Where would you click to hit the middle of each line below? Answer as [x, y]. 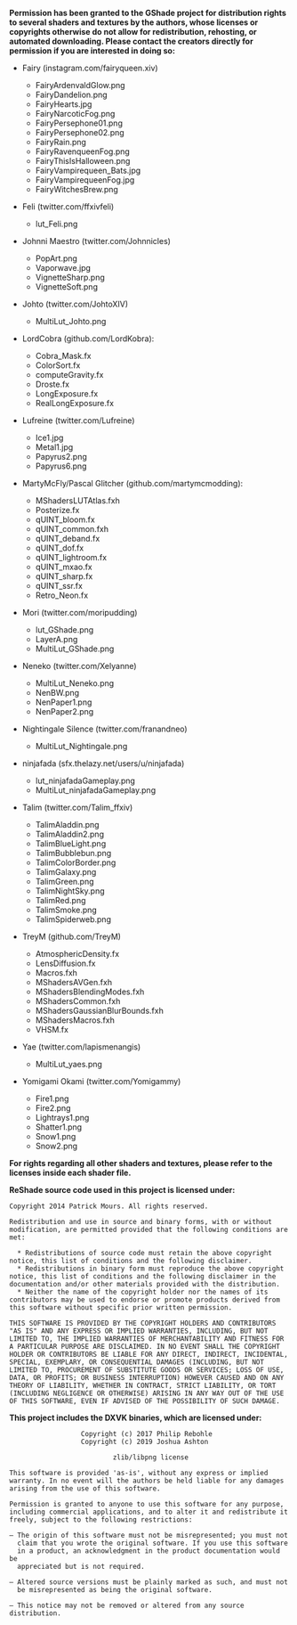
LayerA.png [56, 639]
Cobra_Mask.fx [63, 356]
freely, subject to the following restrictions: [101, 1520]
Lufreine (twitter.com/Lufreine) [78, 421]
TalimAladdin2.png [70, 834]
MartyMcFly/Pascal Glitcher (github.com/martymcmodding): [132, 483]
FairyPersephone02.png [80, 132]
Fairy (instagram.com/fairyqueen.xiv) [90, 68]
